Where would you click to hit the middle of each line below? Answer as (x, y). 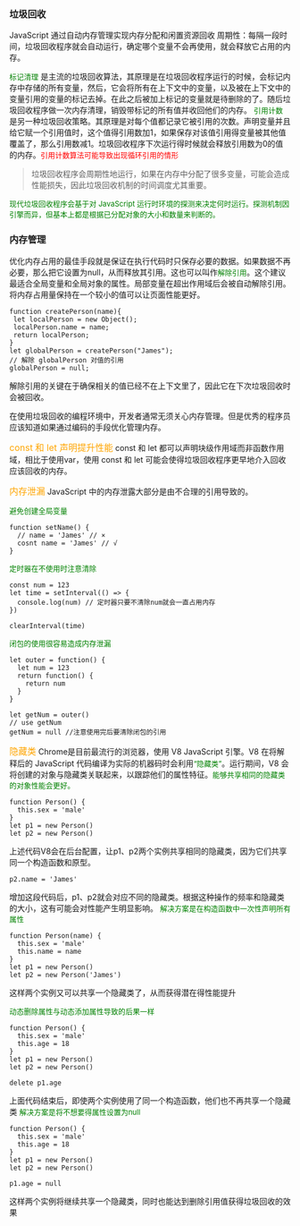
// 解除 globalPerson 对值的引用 (67, 360)
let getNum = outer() (50, 715)
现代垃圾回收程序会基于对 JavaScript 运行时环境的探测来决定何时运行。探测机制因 (150, 204)
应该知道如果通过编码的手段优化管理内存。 (87, 427)
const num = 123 (39, 585)
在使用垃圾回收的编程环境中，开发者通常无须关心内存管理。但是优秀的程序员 (150, 416)
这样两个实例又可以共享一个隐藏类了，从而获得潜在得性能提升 (123, 992)
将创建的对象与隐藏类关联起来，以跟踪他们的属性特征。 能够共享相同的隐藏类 (147, 774)
